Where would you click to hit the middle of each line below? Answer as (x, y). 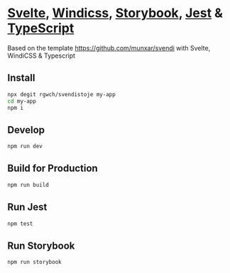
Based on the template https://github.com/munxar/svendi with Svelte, (109, 48)
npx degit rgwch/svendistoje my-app (61, 94)
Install (21, 78)
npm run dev (25, 146)
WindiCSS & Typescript (42, 56)
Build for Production (53, 169)
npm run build (28, 185)
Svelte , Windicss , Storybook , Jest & (115, 13)
